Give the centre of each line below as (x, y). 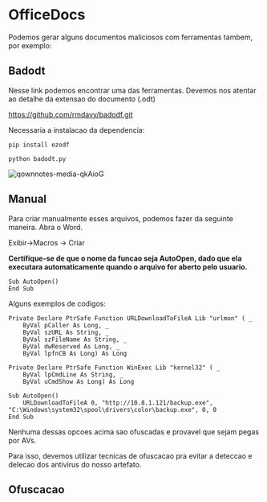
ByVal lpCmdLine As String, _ (73, 374)
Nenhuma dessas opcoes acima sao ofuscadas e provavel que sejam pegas (133, 431)
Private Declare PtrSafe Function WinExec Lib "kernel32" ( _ (114, 368)
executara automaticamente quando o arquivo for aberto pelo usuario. (128, 266)
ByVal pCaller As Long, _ (66, 325)
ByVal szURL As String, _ (66, 332)
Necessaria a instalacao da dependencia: (77, 130)
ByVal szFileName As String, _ (75, 339)
